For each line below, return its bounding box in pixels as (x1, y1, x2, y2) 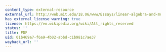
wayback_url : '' (5, 40, 39, 45)
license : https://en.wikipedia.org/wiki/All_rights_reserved (5, 21, 134, 26)
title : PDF (5, 30, 28, 35)
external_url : (5, 12, 35, 17)
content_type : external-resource (5, 7, 74, 12)
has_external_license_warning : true (5, 16, 81, 21)
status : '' (5, 26, 28, 31)
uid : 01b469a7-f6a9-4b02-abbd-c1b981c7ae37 (5, 35, 96, 40)
